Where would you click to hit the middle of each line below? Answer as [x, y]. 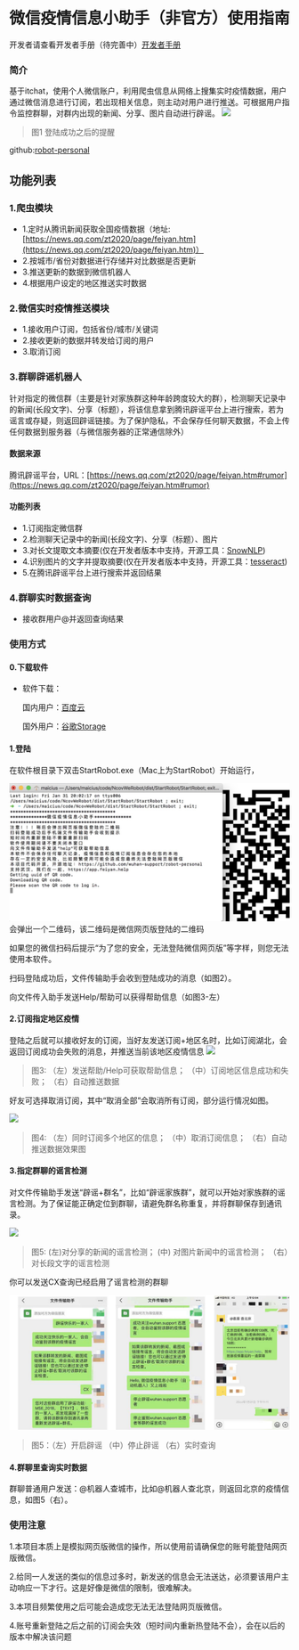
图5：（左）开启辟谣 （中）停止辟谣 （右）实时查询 [123, 1445]
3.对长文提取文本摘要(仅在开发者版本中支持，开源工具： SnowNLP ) [144, 550]
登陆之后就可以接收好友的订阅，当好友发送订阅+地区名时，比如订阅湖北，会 [148, 1040]
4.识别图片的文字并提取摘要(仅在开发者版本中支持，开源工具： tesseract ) [154, 561]
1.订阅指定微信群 [52, 527]
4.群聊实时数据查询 [50, 598]
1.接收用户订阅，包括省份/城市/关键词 [90, 330]
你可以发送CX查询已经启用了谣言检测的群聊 [89, 1282]
